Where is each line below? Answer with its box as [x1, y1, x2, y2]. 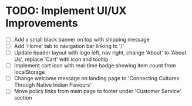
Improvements [5, 16, 78, 30]
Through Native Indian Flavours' [14, 81, 92, 88]
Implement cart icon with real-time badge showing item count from [14, 62, 176, 69]
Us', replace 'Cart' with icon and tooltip [14, 56, 109, 63]
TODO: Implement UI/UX [5, 4, 127, 18]
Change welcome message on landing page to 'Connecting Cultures [14, 75, 180, 82]
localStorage [14, 69, 45, 76]
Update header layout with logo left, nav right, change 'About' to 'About [14, 49, 187, 56]
